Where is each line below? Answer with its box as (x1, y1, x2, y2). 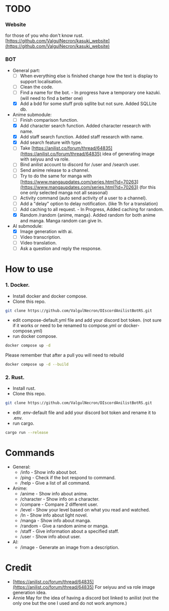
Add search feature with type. (20, 139, 82, 145)
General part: (12, 67, 40, 73)
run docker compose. (12, 333, 58, 339)
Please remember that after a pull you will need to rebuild (5, 352, 124, 359)
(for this (139, 184, 156, 190)
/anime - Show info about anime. (20, 491, 88, 497)
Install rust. (12, 385, 36, 391)
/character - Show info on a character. (20, 496, 100, 502)
